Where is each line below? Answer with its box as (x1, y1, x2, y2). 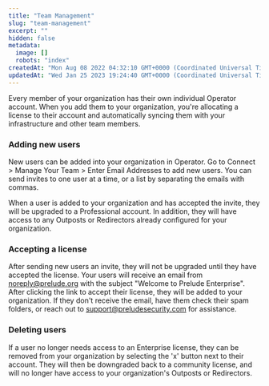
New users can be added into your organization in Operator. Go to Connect (8, 157, 256, 167)
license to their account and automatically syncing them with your (8, 110, 226, 120)
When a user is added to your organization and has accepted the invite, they (8, 198, 260, 207)
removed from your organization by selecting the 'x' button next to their (8, 351, 244, 360)
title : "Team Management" (8, 11, 94, 20)
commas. (8, 182, 39, 192)
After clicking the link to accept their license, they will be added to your (8, 287, 243, 297)
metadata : (8, 42, 42, 50)
